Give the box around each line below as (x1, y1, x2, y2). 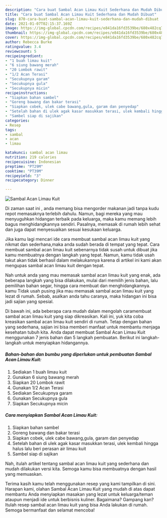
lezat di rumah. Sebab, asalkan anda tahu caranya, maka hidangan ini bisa (5, 294, 157, 299)
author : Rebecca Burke (5, 40, 52, 45)
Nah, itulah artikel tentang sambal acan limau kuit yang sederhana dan (5, 460, 149, 467)
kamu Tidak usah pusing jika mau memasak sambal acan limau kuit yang (5, 288, 154, 294)
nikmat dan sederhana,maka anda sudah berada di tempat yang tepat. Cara (5, 241, 160, 247)
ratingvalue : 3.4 (5, 44, 41, 49)
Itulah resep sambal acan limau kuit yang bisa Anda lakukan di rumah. (5, 502, 148, 508)
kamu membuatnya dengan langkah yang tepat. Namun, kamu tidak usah (5, 252, 155, 258)
